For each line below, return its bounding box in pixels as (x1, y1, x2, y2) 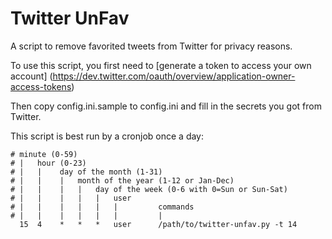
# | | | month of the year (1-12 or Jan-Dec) (10, 175, 235, 186)
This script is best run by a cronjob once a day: (10, 130, 205, 142)
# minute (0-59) (10, 149, 78, 159)
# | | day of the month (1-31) (10, 167, 163, 177)
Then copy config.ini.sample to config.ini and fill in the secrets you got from (10, 100, 322, 112)
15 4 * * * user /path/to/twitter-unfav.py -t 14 (19, 219, 298, 229)
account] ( (10, 70, 53, 82)
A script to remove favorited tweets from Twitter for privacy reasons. (10, 40, 293, 52)
